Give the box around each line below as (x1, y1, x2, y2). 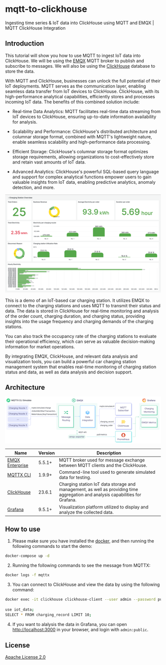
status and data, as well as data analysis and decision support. (5, 369, 132, 375)
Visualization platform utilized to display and (59, 504, 149, 510)
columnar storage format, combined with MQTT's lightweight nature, (12, 133, 152, 139)
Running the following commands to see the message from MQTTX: (12, 562, 151, 568)
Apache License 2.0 (5, 654, 46, 660)
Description (96, 450, 122, 456)
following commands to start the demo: (12, 543, 92, 549)
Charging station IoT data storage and (59, 481, 136, 487)
